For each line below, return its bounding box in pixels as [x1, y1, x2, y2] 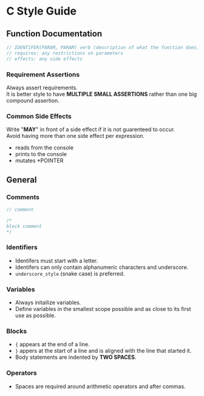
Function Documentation [6, 29, 102, 39]
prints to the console [15, 151, 67, 158]
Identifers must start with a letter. [15, 257, 98, 264]
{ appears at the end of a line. [15, 341, 90, 348]
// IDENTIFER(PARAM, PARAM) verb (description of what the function [6, 44, 183, 50]
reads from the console [15, 144, 74, 151]
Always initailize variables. [15, 299, 81, 306]
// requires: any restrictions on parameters [6, 50, 123, 56]
